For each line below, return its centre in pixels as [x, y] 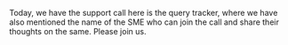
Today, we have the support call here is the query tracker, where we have [144, 13]
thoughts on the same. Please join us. [78, 31]
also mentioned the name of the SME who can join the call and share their [144, 22]
